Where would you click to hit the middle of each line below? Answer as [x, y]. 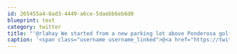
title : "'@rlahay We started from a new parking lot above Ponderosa [112, 33]
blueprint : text [31, 20]
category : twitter [34, 27]
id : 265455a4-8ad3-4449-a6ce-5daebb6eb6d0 [71, 14]
